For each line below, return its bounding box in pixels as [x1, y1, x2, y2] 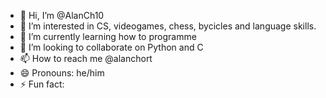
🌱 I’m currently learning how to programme [19, 31, 197, 42]
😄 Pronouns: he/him [19, 67, 105, 79]
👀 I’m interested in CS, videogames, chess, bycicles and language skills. [19, 20, 317, 32]
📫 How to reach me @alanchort [19, 53, 153, 64]
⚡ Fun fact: [19, 78, 65, 90]
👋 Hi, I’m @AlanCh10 [19, 10, 105, 21]
